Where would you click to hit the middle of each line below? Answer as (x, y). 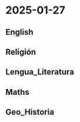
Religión (21, 52)
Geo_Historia (30, 112)
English (19, 32)
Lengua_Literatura (40, 72)
